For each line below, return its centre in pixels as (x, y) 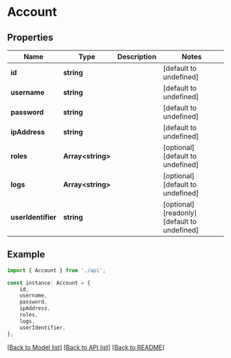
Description (137, 57)
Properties (30, 38)
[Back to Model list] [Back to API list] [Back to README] (86, 347)
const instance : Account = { (49, 283)
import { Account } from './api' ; (57, 270)
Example (26, 254)
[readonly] (180, 213)
